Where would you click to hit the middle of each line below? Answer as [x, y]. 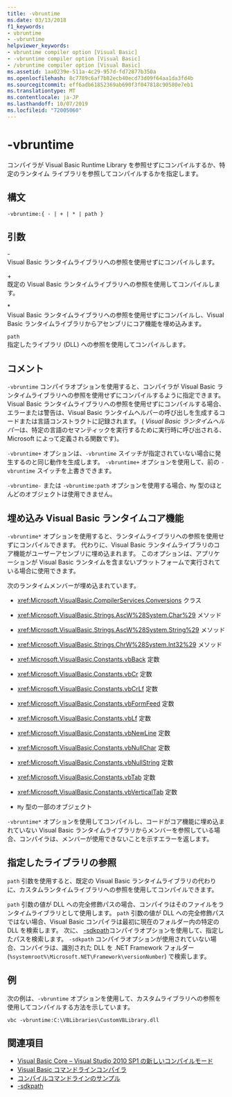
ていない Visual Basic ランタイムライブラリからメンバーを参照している [114, 830]
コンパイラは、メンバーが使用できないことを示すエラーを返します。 [116, 839]
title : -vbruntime [34, 14]
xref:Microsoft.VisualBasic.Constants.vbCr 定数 [84, 674]
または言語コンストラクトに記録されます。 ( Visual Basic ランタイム [116, 421]
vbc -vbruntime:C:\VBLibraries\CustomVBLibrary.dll [83, 1020]
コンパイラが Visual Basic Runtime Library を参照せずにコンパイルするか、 [113, 164]
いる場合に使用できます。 [43, 570]
